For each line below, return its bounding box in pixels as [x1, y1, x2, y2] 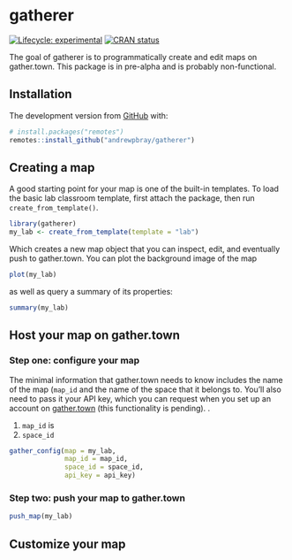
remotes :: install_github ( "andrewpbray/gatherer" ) [9, 135, 196, 144]
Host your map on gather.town [9, 328, 181, 343]
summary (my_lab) [9, 303, 69, 312]
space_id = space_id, [64, 463, 144, 472]
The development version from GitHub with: [9, 110, 168, 120]
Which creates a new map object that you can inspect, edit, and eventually [9, 244, 281, 255]
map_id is [21, 419, 55, 430]
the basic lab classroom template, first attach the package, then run [9, 193, 256, 203]
